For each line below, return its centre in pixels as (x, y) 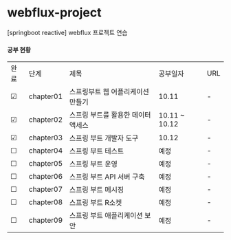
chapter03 (46, 138)
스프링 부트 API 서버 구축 (107, 177)
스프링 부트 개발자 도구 (104, 138)
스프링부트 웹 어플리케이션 (109, 92)
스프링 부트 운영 (93, 164)
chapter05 (46, 164)
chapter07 (46, 189)
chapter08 (46, 202)
